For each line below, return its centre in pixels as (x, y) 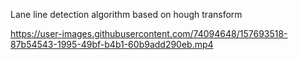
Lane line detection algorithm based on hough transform (126, 14)
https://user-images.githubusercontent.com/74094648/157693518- (149, 33)
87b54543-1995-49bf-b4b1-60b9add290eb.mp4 (112, 44)
